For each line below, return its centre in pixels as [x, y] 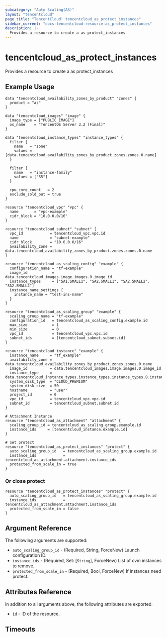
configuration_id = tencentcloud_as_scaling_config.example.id [79, 320]
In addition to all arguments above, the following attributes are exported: [79, 604]
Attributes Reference [38, 592]
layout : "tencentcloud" [30, 14]
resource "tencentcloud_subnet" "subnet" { [51, 229]
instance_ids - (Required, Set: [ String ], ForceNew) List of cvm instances [87, 560]
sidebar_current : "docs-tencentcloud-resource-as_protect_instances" [79, 24]
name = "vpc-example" [39, 212]
